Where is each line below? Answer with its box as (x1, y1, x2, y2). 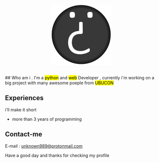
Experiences (5, 94, 44, 102)
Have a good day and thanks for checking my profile (5, 152, 110, 158)
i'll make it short (5, 106, 37, 113)
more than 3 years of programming (12, 116, 82, 122)
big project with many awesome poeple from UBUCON (5, 80, 114, 86)
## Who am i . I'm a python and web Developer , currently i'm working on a (5, 75, 155, 80)
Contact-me (5, 130, 43, 138)
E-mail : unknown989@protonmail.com (5, 143, 83, 149)
